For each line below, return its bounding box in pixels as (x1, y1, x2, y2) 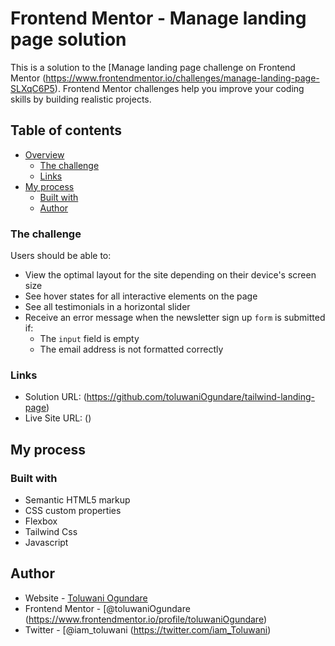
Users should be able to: (10, 250, 112, 262)
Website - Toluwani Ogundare (24, 592, 148, 604)
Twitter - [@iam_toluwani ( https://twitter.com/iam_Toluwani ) (24, 623, 272, 636)
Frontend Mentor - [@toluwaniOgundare (24, 602, 191, 614)
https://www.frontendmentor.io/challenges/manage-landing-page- (45, 72, 320, 84)
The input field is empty (39, 333, 140, 345)
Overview (24, 148, 65, 161)
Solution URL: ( (24, 391, 87, 403)
